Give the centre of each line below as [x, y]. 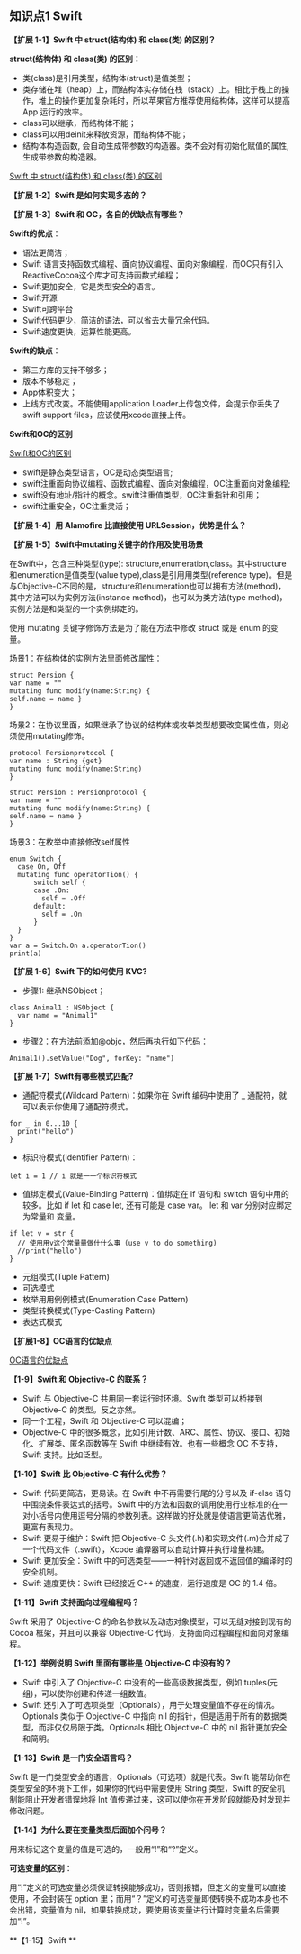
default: [49, 906]
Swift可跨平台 [48, 308]
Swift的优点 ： [35, 233]
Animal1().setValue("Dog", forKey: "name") [92, 1058]
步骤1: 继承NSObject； [64, 991]
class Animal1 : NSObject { [62, 1008]
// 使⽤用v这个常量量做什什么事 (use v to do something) [117, 1243]
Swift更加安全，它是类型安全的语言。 [91, 286]
